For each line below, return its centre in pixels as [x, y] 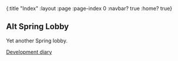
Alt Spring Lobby [38, 26]
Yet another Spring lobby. [37, 41]
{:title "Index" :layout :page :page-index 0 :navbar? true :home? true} [89, 8]
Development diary [29, 52]
